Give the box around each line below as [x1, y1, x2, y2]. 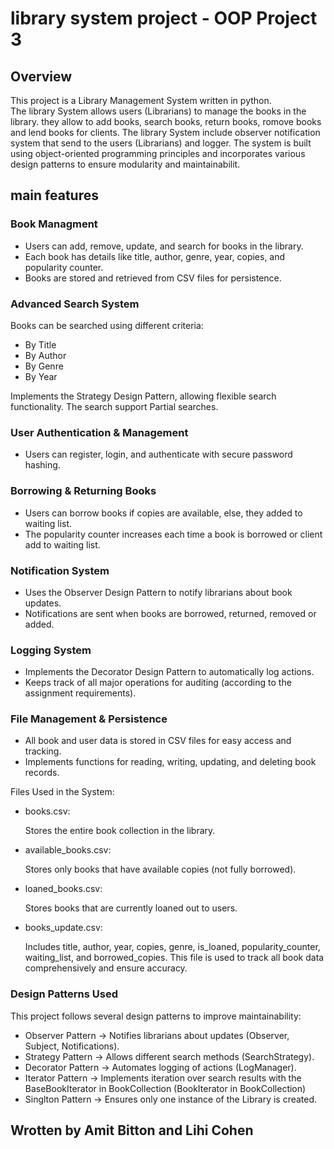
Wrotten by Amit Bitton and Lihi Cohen [10, 1122, 254, 1139]
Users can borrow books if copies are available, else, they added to [24, 507, 303, 519]
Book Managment [10, 217, 98, 231]
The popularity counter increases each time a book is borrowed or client [24, 528, 323, 540]
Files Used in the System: [10, 786, 115, 798]
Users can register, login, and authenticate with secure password [24, 448, 293, 461]
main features [10, 187, 99, 204]
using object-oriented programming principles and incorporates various [10, 148, 306, 159]
